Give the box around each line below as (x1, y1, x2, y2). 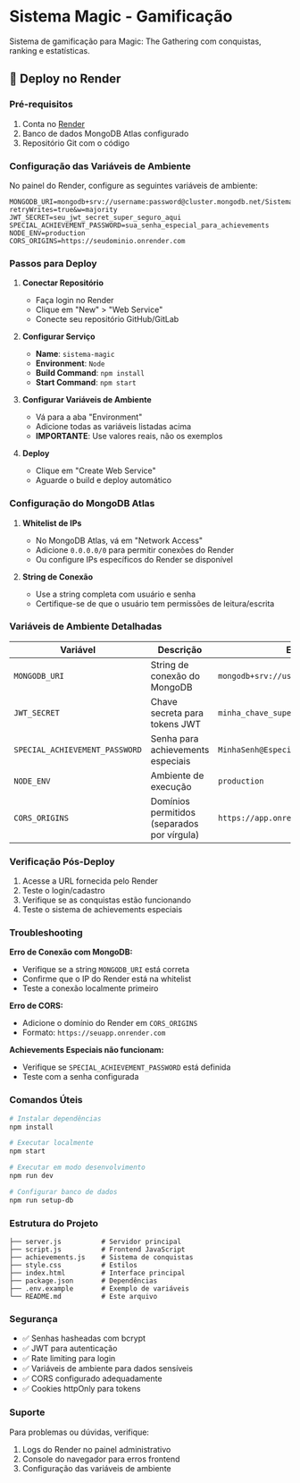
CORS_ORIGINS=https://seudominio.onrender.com (9, 236, 186, 245)
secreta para (150, 707, 204, 719)
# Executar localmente (9, 1139, 94, 1148)
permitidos (150, 806, 196, 818)
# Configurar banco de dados (9, 1187, 118, 1196)
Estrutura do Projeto (9, 1216, 99, 1229)
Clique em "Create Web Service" (35, 465, 156, 476)
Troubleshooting (9, 927, 83, 939)
